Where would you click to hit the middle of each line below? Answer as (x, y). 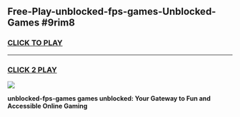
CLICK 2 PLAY (32, 69)
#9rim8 (58, 23)
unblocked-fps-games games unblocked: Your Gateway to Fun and (109, 98)
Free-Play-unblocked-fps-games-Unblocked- (112, 12)
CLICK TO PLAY (35, 43)
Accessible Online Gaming (47, 106)
